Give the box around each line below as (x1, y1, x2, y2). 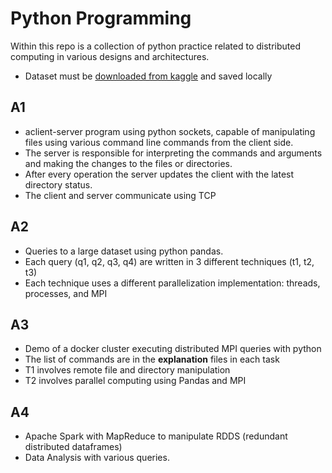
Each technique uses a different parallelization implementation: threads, (24, 277, 321, 289)
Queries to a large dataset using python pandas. (24, 245, 224, 257)
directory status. (24, 178, 93, 191)
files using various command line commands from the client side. (24, 136, 294, 148)
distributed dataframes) (24, 441, 123, 453)
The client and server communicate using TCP (24, 189, 217, 201)
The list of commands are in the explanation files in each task (24, 353, 280, 366)
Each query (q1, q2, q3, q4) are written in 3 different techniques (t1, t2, (24, 255, 315, 267)
